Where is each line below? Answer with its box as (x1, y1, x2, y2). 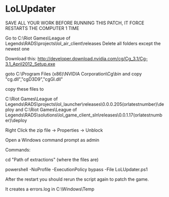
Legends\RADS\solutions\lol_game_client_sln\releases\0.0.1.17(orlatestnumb (5, 112, 163, 118)
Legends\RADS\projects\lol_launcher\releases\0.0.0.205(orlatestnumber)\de (5, 101, 164, 107)
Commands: (5, 146, 31, 152)
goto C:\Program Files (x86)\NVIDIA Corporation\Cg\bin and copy (5, 70, 142, 76)
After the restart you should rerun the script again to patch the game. (5, 176, 149, 182)
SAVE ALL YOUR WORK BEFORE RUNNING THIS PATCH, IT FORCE (5, 20, 145, 26)
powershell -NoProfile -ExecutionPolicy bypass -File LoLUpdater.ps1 (5, 166, 148, 172)
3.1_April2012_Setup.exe (5, 61, 56, 67)
